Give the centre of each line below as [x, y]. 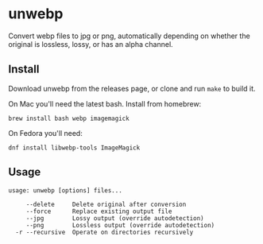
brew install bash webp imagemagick [69, 118]
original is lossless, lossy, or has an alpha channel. [91, 44]
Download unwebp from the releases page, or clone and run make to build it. [132, 88]
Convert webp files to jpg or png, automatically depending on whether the [129, 36]
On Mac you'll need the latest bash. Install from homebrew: [105, 103]
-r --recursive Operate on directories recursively [104, 232]
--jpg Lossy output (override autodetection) [115, 218]
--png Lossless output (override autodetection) [120, 225]
